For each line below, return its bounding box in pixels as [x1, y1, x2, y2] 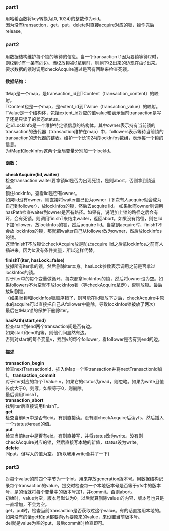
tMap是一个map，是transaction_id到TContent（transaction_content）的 [5, 90, 155, 96]
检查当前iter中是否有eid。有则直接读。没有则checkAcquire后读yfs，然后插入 [5, 415, 164, 421]
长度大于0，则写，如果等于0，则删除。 [5, 385, 86, 391]
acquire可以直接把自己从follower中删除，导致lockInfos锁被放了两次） [14, 301, 158, 307]
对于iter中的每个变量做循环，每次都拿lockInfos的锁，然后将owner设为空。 [5, 276, 159, 281]
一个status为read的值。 [5, 421, 54, 427]
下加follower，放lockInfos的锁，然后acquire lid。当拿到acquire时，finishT [5, 222, 158, 228]
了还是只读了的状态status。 [5, 116, 63, 122]
